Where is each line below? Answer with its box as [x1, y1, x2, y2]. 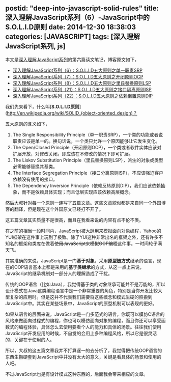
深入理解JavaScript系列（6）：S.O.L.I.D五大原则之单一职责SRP [12, 67, 143, 73]
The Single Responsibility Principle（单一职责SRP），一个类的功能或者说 [12, 131, 163, 138]
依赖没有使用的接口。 [12, 176, 58, 182]
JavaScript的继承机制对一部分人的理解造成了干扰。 [5, 270, 113, 277]
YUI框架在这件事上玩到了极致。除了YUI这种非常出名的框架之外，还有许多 [5, 234, 159, 240]
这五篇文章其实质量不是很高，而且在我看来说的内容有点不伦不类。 [5, 216, 144, 223]
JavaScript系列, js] [5, 42, 66, 50]
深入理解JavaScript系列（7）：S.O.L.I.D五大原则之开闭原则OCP [12, 73, 144, 79]
